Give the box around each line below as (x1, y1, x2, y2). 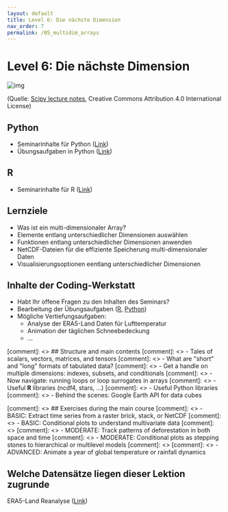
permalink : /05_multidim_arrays (7, 29, 99, 36)
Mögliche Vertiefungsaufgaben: (16, 313, 107, 321)
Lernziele (7, 205, 48, 217)
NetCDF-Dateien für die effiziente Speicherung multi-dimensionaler (16, 245, 207, 254)
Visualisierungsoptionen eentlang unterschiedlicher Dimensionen (16, 260, 201, 268)
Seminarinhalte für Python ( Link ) (16, 140, 109, 148)
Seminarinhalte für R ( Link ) (16, 185, 93, 193)
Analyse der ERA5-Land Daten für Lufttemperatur (27, 319, 167, 328)
